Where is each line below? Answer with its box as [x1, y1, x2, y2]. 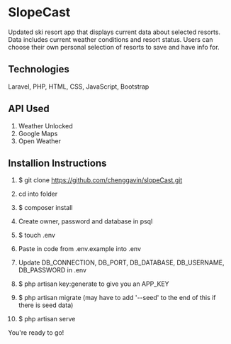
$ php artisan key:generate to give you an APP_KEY [18, 279, 169, 288]
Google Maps [18, 129, 58, 138]
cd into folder [18, 189, 58, 199]
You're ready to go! [8, 328, 64, 337]
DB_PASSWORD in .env [18, 266, 87, 274]
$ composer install [18, 204, 73, 212]
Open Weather [18, 136, 61, 145]
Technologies [8, 63, 70, 75]
